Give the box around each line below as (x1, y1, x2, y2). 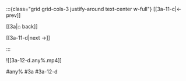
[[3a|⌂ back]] (6, 23, 38, 30)
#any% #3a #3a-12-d (6, 68, 58, 75)
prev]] (6, 12, 21, 19)
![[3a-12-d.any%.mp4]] (6, 57, 62, 64)
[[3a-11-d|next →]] (6, 34, 51, 41)
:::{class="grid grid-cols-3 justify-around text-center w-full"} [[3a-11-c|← (6, 6, 182, 12)
